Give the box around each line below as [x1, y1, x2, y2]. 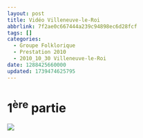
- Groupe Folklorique [13, 42, 76, 49]
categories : [7, 36, 41, 43]
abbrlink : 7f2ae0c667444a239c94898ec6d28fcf [7, 23, 137, 30]
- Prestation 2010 [13, 49, 67, 56]
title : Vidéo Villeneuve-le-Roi [7, 17, 100, 23]
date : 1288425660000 [7, 61, 67, 68]
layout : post [7, 10, 45, 17]
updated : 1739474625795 [7, 68, 76, 75]
